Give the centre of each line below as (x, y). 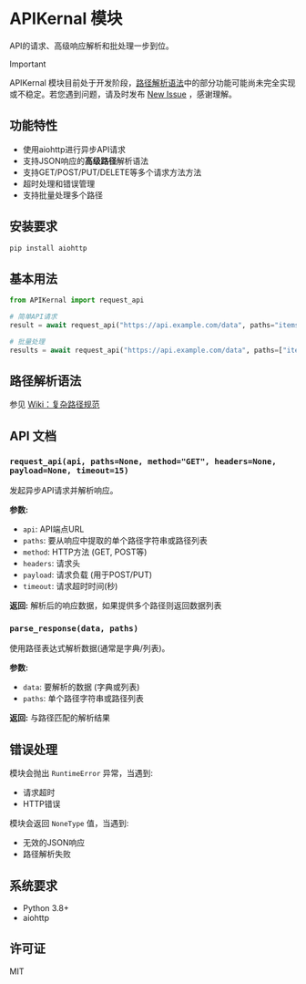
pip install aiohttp (49, 248)
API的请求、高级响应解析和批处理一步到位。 (92, 46)
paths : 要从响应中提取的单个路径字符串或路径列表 (115, 541)
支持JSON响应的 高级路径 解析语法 (86, 161)
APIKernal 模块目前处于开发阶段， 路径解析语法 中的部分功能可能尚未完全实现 (153, 82)
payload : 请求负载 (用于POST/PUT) (87, 575)
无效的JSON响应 (54, 843)
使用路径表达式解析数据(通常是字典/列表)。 (90, 648)
